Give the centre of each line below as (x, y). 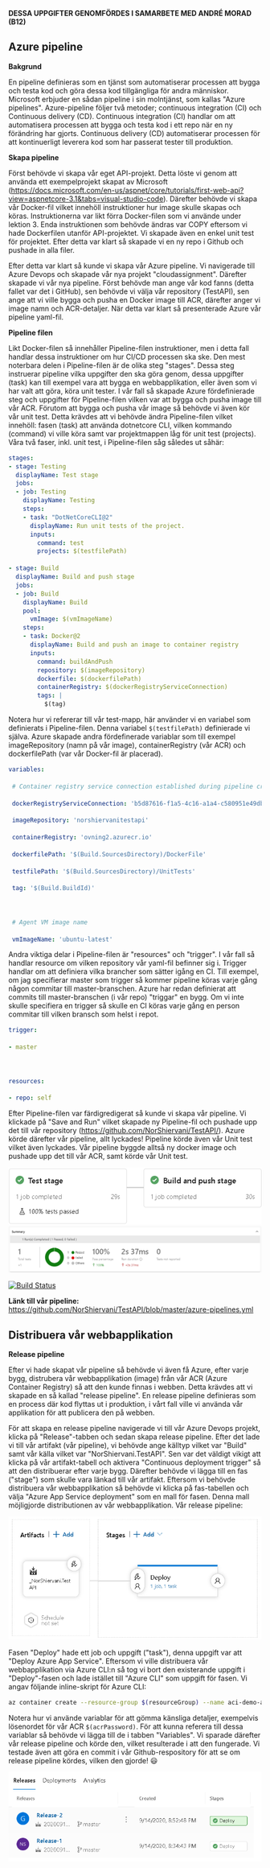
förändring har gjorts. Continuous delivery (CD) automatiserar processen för (134, 133)
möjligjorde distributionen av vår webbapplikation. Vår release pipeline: (126, 1505)
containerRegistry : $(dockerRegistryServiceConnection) (133, 687)
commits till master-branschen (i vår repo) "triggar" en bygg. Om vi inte (126, 997)
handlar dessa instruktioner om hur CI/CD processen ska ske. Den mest (127, 357)
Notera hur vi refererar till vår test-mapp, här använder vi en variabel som (129, 720)
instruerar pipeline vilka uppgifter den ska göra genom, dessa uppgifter (126, 373)
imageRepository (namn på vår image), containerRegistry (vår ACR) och (127, 745)
